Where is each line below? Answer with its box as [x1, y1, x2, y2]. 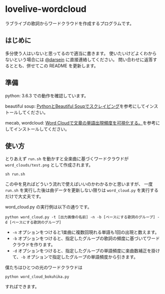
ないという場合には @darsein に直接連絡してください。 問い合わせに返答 [5, 56, 153, 62]
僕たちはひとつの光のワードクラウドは [5, 264, 83, 270]
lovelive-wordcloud [5, 3, 87, 15]
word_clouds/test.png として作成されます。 [5, 162, 94, 168]
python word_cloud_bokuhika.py [5, 274, 69, 280]
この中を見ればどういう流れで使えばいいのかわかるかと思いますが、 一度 [5, 181, 153, 187]
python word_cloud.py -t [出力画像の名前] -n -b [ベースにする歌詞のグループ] [5, 215, 156, 220]
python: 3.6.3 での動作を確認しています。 [5, 92, 89, 98]
